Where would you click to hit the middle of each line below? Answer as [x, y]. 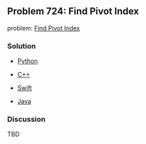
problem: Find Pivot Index [44, 28]
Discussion [27, 119]
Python [27, 61]
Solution [22, 46]
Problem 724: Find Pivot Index [73, 11]
